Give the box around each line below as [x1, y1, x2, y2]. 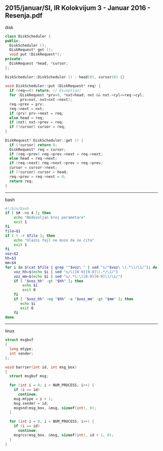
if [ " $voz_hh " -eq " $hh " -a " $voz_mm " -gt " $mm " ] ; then [14, 297, 133, 301]
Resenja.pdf [5, 12, 43, 20]
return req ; [9, 179, 34, 184]
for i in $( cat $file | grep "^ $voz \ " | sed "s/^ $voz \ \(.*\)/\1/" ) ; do [5, 265, 158, 270]
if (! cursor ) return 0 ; [9, 142, 57, 148]
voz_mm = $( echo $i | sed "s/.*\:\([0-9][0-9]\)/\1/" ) [14, 274, 123, 279]
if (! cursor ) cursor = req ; [9, 124, 66, 130]
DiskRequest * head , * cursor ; [9, 61, 68, 66]
